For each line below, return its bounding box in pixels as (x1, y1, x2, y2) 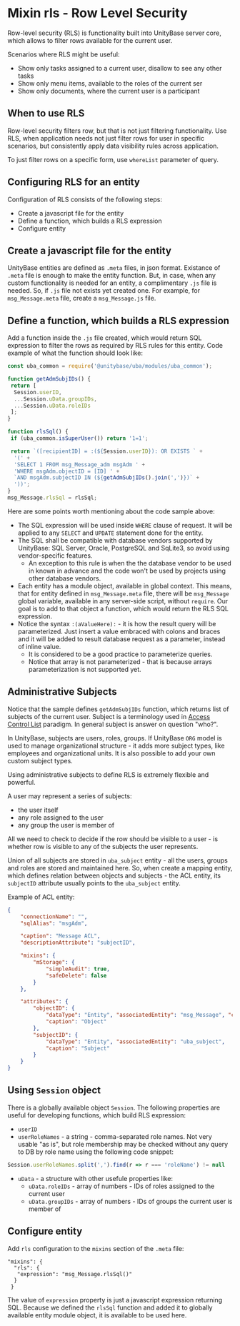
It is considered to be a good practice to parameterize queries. (28, 650, 213, 658)
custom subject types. (7, 756, 73, 765)
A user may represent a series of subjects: (7, 791, 132, 800)
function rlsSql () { (7, 428, 69, 436)
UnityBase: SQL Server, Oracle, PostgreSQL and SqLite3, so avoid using (17, 543, 230, 552)
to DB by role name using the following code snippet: (17, 1147, 174, 1156)
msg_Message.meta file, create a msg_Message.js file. (7, 294, 156, 303)
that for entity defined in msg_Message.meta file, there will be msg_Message (17, 589, 230, 598)
